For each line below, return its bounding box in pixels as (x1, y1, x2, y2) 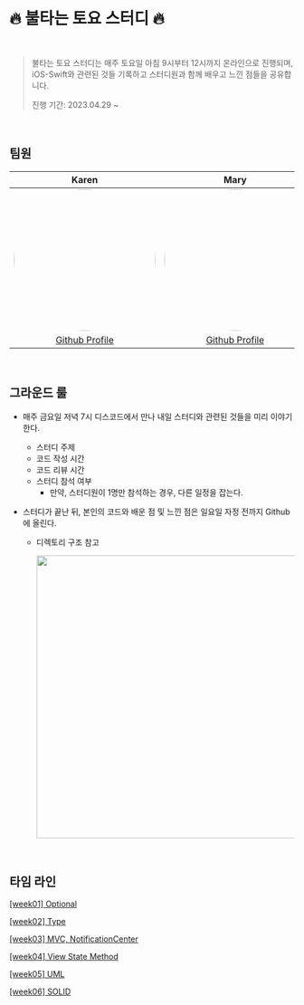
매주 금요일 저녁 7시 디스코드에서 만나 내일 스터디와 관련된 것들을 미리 (22, 411, 269, 422)
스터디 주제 (35, 441, 75, 453)
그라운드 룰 (9, 386, 68, 401)
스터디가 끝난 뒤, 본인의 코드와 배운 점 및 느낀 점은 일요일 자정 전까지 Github (22, 506, 291, 517)
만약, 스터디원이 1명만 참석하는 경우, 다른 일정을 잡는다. (49, 486, 243, 498)
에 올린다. (22, 517, 57, 528)
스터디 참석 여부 (35, 475, 92, 486)
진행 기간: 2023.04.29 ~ (31, 99, 119, 110)
